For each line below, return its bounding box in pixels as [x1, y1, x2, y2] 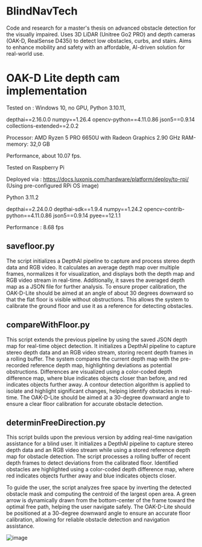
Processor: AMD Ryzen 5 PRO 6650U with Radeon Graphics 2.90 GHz [6, 134, 181, 141]
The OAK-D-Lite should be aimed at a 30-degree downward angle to [20, 393, 190, 401]
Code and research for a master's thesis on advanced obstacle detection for [6, 24, 196, 31]
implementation [6, 84, 87, 98]
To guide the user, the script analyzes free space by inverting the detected [6, 484, 192, 491]
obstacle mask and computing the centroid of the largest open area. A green [6, 490, 197, 497]
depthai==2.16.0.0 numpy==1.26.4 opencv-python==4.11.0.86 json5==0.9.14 [6, 116, 195, 123]
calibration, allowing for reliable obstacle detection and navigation [6, 516, 170, 523]
